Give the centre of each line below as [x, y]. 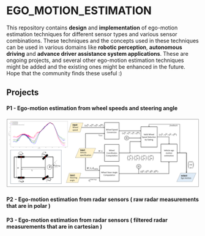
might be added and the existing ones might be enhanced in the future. [96, 67]
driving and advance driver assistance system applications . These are [97, 53]
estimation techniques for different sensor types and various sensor [92, 34]
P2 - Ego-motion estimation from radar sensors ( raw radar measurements [102, 199]
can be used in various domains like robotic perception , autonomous [94, 47]
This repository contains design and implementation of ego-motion [92, 28]
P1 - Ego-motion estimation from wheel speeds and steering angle [92, 108]
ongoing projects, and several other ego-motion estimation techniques [95, 60]
